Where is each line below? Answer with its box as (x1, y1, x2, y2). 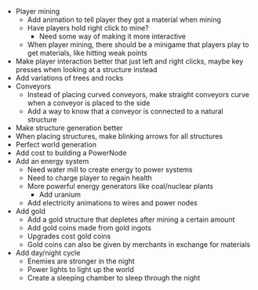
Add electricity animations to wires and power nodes (27, 198, 198, 207)
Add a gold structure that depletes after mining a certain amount (27, 215, 235, 224)
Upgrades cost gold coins (27, 231, 111, 241)
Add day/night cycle (15, 248, 81, 257)
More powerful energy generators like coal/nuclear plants (27, 182, 214, 190)
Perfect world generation (15, 140, 96, 149)
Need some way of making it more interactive (38, 31, 187, 41)
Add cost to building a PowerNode (15, 148, 127, 158)
